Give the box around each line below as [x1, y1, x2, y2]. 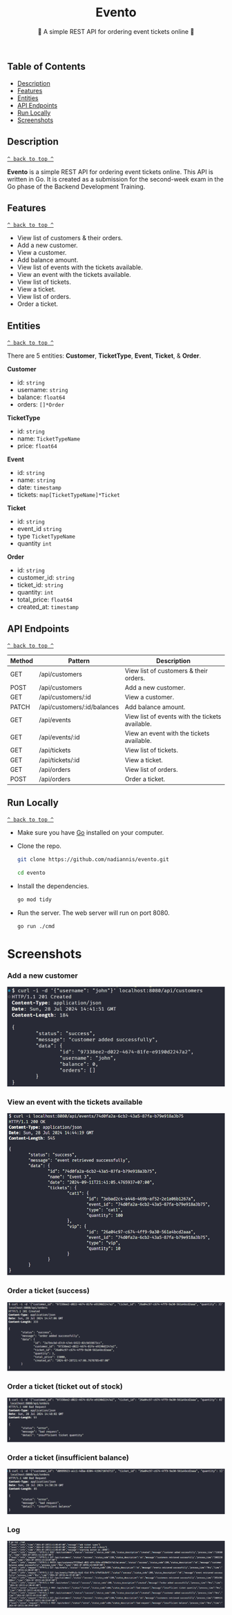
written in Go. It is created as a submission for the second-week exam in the [7, 175, 224, 183]
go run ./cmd [17, 922, 55, 929]
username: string [17, 386, 68, 394]
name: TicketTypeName [17, 434, 81, 443]
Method [10, 657, 33, 665]
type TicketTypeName [17, 532, 76, 541]
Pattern [68, 657, 90, 665]
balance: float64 [17, 393, 66, 401]
